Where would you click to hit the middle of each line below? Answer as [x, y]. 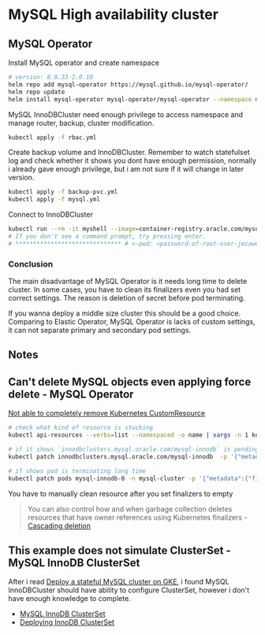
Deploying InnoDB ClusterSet [67, 622]
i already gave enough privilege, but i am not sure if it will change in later [126, 169]
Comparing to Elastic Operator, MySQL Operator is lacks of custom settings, [132, 322]
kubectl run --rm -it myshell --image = [74, 229]
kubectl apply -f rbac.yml [52, 137]
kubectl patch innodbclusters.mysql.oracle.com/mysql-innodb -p [118, 456]
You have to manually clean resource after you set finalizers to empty [121, 493]
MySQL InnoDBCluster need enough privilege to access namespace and [125, 114]
